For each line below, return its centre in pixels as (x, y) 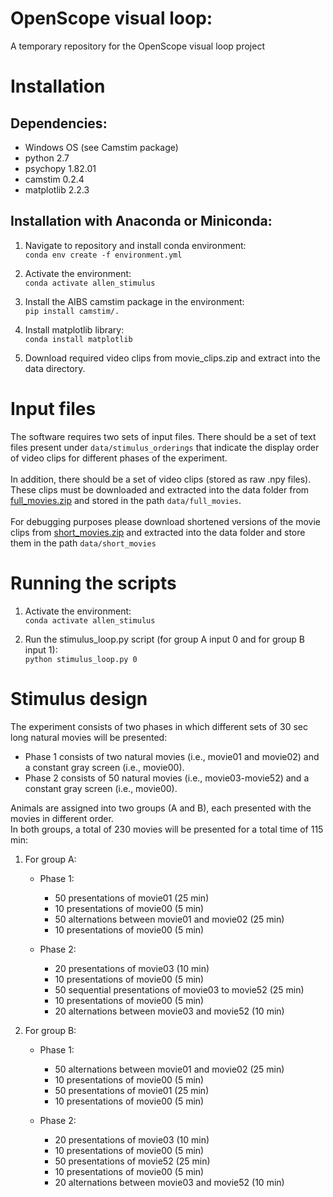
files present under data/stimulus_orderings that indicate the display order (165, 447)
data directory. (55, 368)
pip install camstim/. (72, 311)
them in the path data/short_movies (83, 543)
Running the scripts (93, 583)
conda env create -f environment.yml (103, 255)
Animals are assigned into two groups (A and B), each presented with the (161, 808)
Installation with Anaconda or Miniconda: (141, 221)
